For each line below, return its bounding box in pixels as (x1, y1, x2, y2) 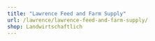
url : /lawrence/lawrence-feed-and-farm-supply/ (7, 17, 149, 24)
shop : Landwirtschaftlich (7, 23, 82, 30)
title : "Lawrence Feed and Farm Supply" (7, 10, 127, 17)
